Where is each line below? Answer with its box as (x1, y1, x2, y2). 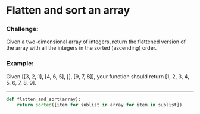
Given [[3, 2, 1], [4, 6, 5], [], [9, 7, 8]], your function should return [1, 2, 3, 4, (6, 72, 189, 80)
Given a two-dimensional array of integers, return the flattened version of (6, 38, 186, 45)
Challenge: (6, 25, 39, 33)
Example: (6, 59, 34, 68)
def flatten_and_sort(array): (6, 96, 82, 102)
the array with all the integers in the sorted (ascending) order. (6, 45, 157, 52)
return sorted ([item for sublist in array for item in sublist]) (17, 102, 183, 107)
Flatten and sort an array (6, 4, 130, 17)
